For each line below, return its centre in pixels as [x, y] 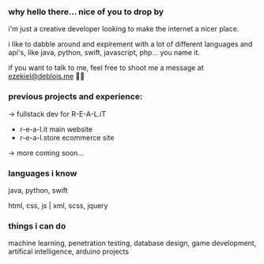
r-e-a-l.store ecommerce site [67, 137]
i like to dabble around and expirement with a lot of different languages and [130, 44]
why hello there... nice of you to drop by [86, 12]
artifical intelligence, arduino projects [68, 251]
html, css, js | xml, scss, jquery [58, 205]
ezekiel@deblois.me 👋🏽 [47, 76]
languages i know [43, 173]
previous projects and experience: [75, 97]
